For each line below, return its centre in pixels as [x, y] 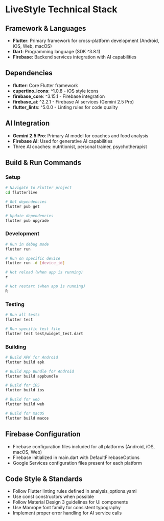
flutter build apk [25, 362]
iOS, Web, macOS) [32, 46]
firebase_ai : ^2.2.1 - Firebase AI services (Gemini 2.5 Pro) [73, 101]
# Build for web [22, 400]
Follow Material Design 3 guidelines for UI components [70, 502]
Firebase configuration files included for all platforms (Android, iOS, [84, 446]
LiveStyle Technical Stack [61, 9]
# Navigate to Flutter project [39, 188]
